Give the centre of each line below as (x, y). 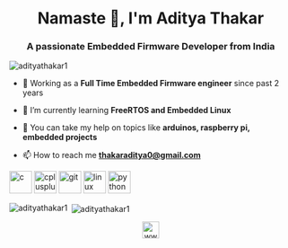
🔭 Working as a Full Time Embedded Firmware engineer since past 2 (151, 84)
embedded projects (60, 137)
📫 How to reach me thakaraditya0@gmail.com (111, 155)
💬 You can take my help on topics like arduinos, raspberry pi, (136, 128)
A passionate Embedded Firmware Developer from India (151, 47)
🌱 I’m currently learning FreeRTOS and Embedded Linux (127, 111)
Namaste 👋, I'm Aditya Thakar (151, 18)
